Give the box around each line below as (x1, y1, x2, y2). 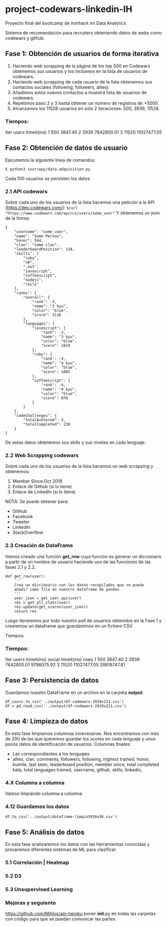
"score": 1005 (40, 369, 70, 375)
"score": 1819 (40, 343, 70, 348)
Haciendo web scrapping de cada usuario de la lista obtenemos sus (12, 79, 152, 85)
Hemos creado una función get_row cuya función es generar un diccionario (5, 553, 161, 559)
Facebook (12, 514, 33, 520)
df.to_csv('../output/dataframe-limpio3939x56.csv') (5, 814, 117, 819)
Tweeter (12, 519, 30, 525)
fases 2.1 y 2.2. (5, 564, 36, 570)
